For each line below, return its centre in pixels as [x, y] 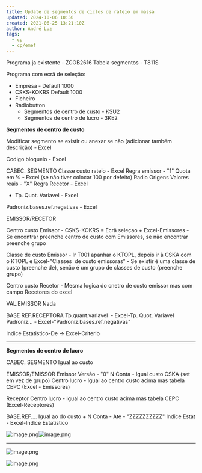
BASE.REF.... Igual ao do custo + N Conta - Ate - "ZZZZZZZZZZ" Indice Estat [101, 416]
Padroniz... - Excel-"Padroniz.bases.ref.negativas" [69, 321]
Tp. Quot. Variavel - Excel [46, 195]
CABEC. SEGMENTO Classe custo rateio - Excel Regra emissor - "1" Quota [98, 171]
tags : [13, 34]
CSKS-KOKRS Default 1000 [49, 92]
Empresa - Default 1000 [44, 85]
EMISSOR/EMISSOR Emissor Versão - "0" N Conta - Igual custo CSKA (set [98, 374]
